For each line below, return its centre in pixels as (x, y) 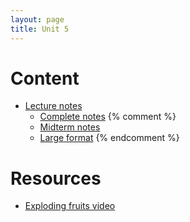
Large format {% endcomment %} (109, 138)
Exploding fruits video (70, 206)
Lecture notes (53, 106)
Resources (56, 178)
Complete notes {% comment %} (108, 117)
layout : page (37, 19)
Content (45, 78)
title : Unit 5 (40, 29)
